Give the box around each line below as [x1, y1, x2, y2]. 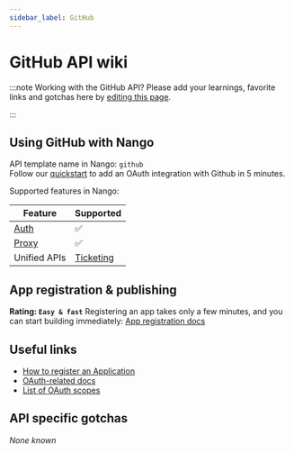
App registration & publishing [9, 282, 177, 297]
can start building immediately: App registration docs [9, 316, 206, 327]
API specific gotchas [9, 411, 129, 426]
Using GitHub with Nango [9, 134, 155, 149]
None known [9, 434, 57, 446]
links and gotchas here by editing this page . [9, 91, 172, 102]
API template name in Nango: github [9, 159, 144, 169]
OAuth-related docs [22, 376, 96, 385]
